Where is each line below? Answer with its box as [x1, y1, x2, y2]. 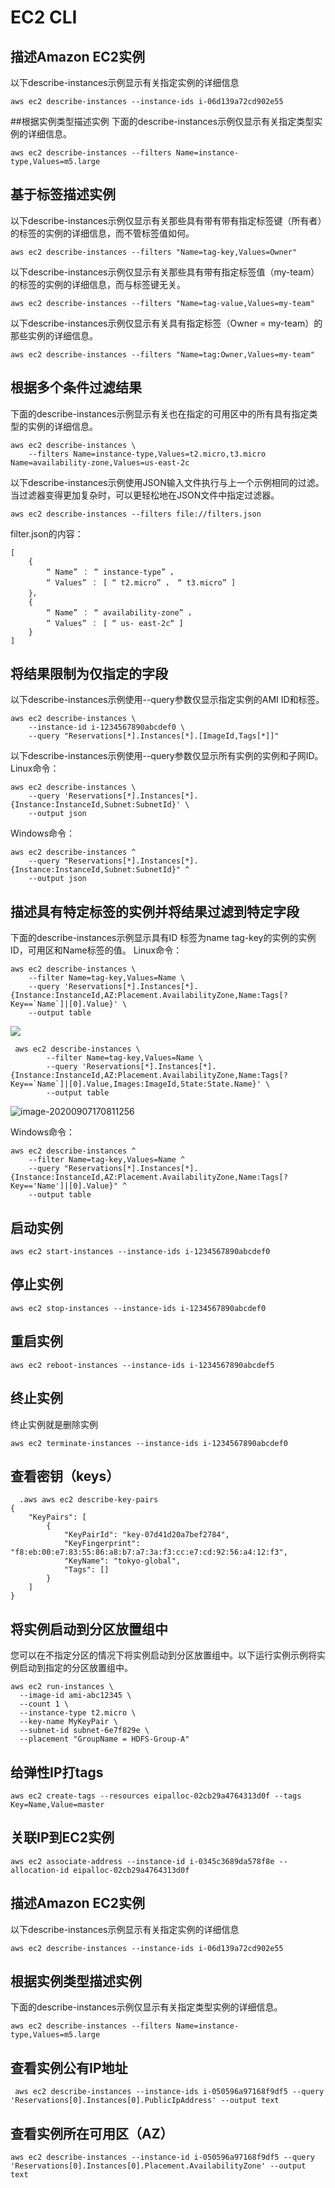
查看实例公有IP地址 [10, 2059, 128, 2076]
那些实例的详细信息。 [10, 329, 98, 341]
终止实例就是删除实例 [10, 1418, 98, 1430]
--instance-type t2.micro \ [19, 1708, 137, 1718]
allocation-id [10, 1865, 70, 1875]
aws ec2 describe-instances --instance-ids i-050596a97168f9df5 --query [14, 2087, 325, 2097]
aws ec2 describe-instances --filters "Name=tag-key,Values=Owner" [10, 247, 298, 257]
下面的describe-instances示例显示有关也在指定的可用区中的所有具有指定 [10, 407, 310, 420]
